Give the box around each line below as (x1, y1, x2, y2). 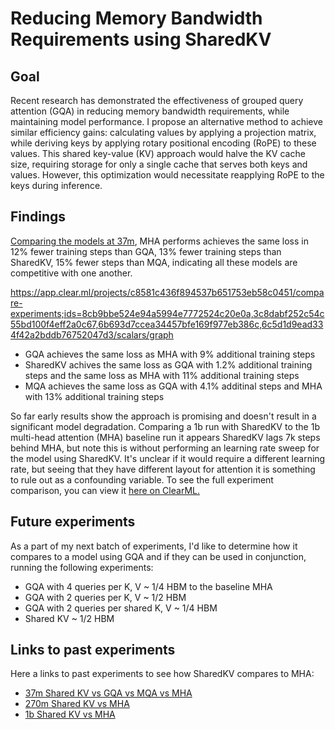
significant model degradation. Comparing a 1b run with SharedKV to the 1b (10, 420, 320, 432)
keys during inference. (10, 180, 103, 191)
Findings (10, 208, 67, 226)
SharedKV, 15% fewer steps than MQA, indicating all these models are (10, 256, 298, 268)
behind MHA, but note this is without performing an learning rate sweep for (10, 442, 320, 454)
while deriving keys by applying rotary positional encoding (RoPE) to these (10, 137, 317, 149)
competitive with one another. (10, 267, 133, 279)
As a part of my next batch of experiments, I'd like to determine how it (10, 540, 298, 552)
